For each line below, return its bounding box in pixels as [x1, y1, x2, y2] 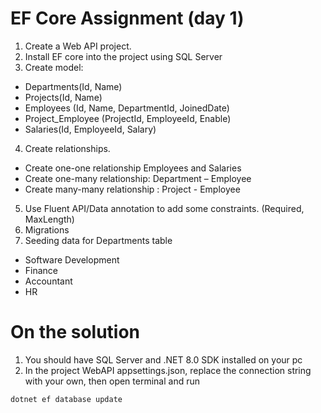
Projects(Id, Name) [24, 91, 103, 103]
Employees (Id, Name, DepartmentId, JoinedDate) [24, 102, 230, 114]
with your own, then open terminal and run [24, 375, 200, 387]
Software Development [24, 253, 120, 266]
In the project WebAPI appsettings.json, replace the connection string [24, 364, 312, 376]
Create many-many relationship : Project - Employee [24, 183, 241, 195]
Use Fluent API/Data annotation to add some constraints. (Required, [24, 202, 305, 214]
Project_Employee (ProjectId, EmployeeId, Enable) [24, 112, 232, 124]
